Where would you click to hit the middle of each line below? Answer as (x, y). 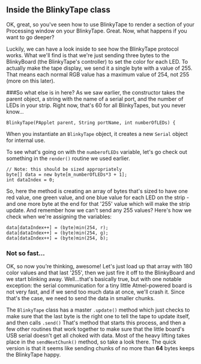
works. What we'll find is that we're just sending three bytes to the (88, 55)
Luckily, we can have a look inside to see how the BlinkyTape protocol (92, 49)
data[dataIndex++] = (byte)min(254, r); (58, 227)
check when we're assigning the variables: (59, 217)
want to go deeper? (30, 37)
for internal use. (26, 140)
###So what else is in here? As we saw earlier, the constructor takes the (95, 92)
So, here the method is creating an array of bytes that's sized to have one (97, 191)
